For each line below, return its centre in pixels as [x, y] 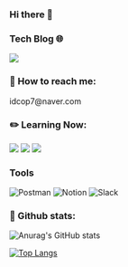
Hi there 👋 [32, 14]
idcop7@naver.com [46, 101]
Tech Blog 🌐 [37, 38]
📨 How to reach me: [53, 81]
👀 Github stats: [43, 216]
